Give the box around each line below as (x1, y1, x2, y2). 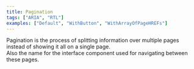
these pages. (6, 56, 40, 64)
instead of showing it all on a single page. (6, 43, 111, 50)
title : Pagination (6, 8, 53, 15)
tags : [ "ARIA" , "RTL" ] (6, 15, 64, 21)
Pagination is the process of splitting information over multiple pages (6, 37, 179, 44)
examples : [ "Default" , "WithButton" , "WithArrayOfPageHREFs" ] (6, 20, 168, 26)
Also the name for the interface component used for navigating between (6, 50, 188, 57)
